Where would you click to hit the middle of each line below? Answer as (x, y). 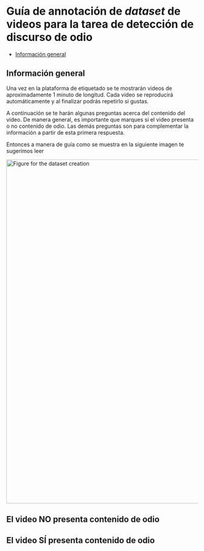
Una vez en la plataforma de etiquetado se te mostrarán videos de (89, 88)
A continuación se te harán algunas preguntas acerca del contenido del (96, 113)
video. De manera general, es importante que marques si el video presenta (100, 119)
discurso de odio (50, 37)
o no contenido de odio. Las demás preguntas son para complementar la (97, 126)
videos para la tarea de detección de (100, 24)
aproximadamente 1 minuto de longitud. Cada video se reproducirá (90, 94)
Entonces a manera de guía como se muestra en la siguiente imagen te (95, 144)
